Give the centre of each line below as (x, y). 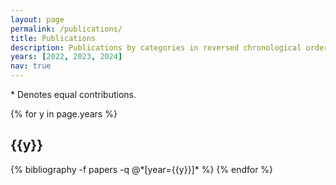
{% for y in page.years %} (64, 114)
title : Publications (53, 38)
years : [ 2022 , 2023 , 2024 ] (66, 57)
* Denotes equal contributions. (73, 94)
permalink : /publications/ (66, 29)
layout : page (37, 19)
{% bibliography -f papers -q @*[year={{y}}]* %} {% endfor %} (142, 169)
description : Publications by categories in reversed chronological (156, 47)
